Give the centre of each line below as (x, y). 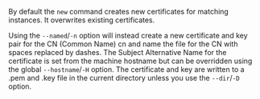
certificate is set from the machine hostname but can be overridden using (130, 61)
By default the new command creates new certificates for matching (119, 12)
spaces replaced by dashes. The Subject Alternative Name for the (118, 52)
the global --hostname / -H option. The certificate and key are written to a (126, 69)
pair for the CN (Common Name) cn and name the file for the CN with (123, 44)
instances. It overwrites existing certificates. (82, 20)
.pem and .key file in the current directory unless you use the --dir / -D (124, 78)
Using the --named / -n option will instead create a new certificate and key (128, 36)
